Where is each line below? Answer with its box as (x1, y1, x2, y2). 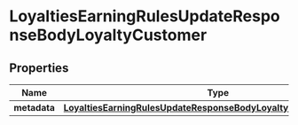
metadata (13, 102, 55, 113)
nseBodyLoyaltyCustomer (9, 25, 208, 45)
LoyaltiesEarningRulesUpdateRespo (9, 6, 281, 27)
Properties (9, 60, 69, 75)
